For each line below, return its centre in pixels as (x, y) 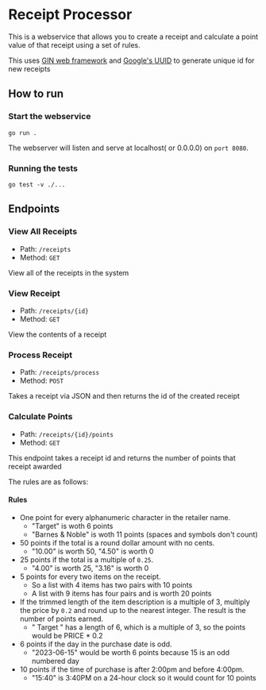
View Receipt (35, 293)
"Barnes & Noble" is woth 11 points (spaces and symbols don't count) (145, 534)
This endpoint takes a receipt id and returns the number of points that (122, 457)
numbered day (55, 661)
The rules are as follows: (48, 481)
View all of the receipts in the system (69, 272)
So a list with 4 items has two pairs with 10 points (112, 584)
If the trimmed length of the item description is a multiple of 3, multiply (135, 602)
